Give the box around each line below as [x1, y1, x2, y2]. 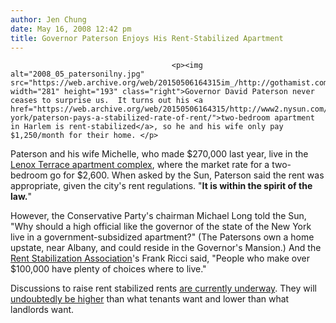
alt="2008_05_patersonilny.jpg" [10, 69, 145, 80]
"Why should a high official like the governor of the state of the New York [10, 221, 312, 233]
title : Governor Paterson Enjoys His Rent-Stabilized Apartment [10, 33, 284, 43]
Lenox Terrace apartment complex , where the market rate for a [10, 159, 270, 171]
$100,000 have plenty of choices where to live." [10, 263, 207, 275]
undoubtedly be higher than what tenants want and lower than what [10, 293, 290, 305]
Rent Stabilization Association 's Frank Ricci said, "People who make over [10, 252, 311, 265]
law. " [10, 191, 32, 203]
